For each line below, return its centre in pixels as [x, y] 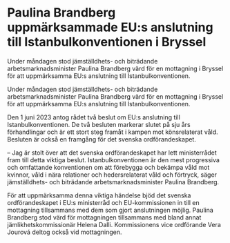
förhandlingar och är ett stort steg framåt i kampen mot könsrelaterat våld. [113, 132]
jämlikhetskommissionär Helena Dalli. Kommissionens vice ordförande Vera [114, 224]
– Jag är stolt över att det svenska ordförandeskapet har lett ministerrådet [112, 153]
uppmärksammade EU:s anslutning [110, 27]
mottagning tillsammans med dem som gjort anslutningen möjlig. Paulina [111, 210]
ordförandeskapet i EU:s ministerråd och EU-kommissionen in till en [103, 202]
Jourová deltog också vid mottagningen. [65, 232]
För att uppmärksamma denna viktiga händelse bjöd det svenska [99, 195]
